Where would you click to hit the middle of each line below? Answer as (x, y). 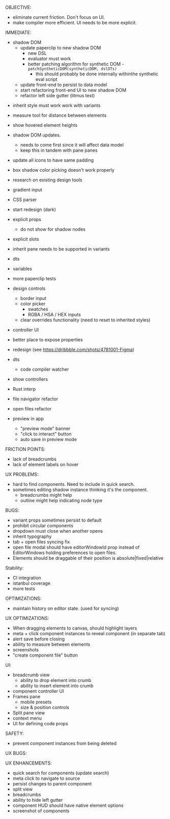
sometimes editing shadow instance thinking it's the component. (80, 489)
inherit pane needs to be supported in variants (61, 249)
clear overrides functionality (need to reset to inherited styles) (85, 320)
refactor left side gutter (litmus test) (58, 95)
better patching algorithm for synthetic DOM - (76, 64)
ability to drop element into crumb (56, 680)
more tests (24, 589)
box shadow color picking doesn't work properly (63, 170)
